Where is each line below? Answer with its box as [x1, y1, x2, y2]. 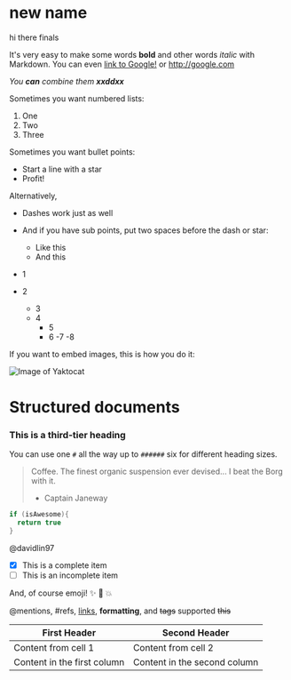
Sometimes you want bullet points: [9, 146, 136, 157]
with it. [30, 476, 56, 486]
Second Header [161, 627, 230, 639]
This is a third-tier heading [9, 429, 126, 442]
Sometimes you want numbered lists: [9, 92, 145, 104]
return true [17, 518, 62, 527]
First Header [42, 627, 96, 639]
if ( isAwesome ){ [9, 510, 69, 519]
